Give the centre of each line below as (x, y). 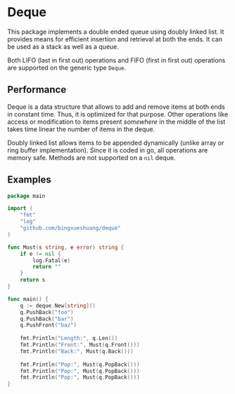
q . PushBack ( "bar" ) (47, 319)
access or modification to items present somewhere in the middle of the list (116, 122)
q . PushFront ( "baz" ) (49, 325)
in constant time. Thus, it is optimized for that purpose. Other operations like (118, 114)
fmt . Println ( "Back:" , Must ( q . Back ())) (77, 351)
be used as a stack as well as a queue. (63, 46)
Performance (37, 90)
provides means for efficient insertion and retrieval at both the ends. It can (115, 39)
